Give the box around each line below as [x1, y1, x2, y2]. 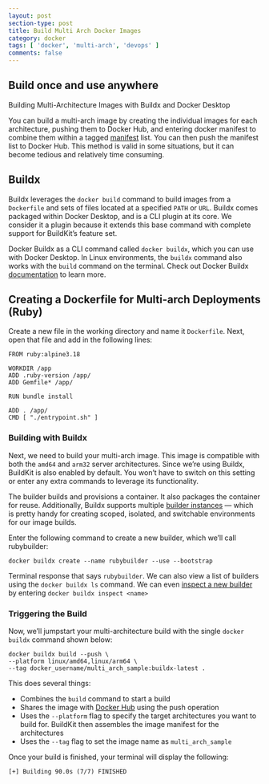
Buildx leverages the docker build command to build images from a [8, 194, 231, 204]
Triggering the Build [8, 607, 88, 619]
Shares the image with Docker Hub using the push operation [19, 703, 219, 713]
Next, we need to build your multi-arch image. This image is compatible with [8, 450, 260, 460]
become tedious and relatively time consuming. [8, 149, 165, 159]
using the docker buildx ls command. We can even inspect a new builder [8, 579, 253, 589]
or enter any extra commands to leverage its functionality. [8, 476, 199, 485]
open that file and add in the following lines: [8, 335, 153, 345]
